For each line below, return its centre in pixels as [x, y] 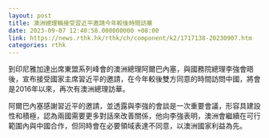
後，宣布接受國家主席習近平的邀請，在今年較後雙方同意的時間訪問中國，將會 [134, 79]
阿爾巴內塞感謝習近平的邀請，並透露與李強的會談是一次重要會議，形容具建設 [134, 106]
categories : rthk [37, 45]
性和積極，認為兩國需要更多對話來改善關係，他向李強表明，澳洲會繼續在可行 [134, 116]
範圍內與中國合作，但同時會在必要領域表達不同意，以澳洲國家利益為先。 [127, 126]
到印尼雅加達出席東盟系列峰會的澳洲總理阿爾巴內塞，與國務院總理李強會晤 [131, 69]
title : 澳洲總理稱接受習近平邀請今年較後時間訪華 [80, 23]
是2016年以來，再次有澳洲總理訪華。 [69, 89]
